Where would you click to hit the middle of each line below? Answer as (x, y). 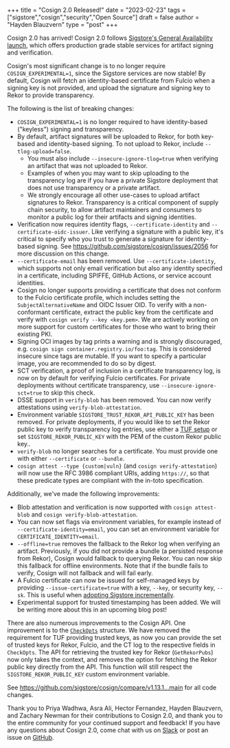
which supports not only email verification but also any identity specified (120, 268)
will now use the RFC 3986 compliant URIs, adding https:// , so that (113, 473)
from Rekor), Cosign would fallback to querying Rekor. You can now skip (119, 558)
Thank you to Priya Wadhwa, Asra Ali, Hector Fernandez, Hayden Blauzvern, (115, 708)
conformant (34, 312)
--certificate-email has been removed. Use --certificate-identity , (116, 261)
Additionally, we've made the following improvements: (83, 494)
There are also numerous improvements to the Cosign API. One (96, 623)
